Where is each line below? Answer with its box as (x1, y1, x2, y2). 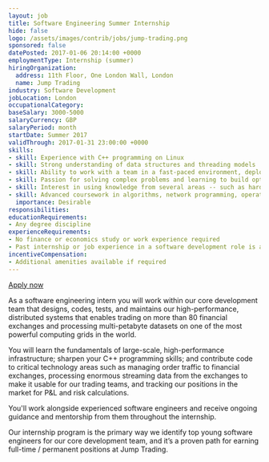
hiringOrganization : (8, 64, 78, 72)
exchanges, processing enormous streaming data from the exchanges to (8, 371, 248, 380)
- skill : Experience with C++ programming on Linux (8, 153, 184, 161)
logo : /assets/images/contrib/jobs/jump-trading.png (8, 34, 188, 43)
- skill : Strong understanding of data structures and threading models (8, 161, 256, 169)
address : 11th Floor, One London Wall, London (15, 71, 174, 79)
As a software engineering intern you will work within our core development (8, 295, 259, 305)
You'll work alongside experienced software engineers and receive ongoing (8, 403, 258, 413)
